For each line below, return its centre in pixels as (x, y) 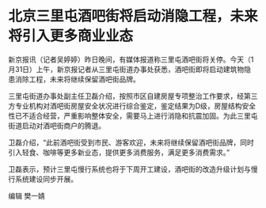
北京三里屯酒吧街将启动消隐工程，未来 (133, 16)
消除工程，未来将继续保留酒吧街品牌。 (77, 79)
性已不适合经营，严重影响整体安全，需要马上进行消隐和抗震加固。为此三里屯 (133, 115)
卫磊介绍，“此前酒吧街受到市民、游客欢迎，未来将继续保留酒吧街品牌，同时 (131, 142)
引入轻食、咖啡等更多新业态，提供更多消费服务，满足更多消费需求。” (119, 152)
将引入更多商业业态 (71, 36)
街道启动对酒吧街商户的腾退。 (57, 125)
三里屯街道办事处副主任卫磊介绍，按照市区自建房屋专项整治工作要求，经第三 (133, 96)
